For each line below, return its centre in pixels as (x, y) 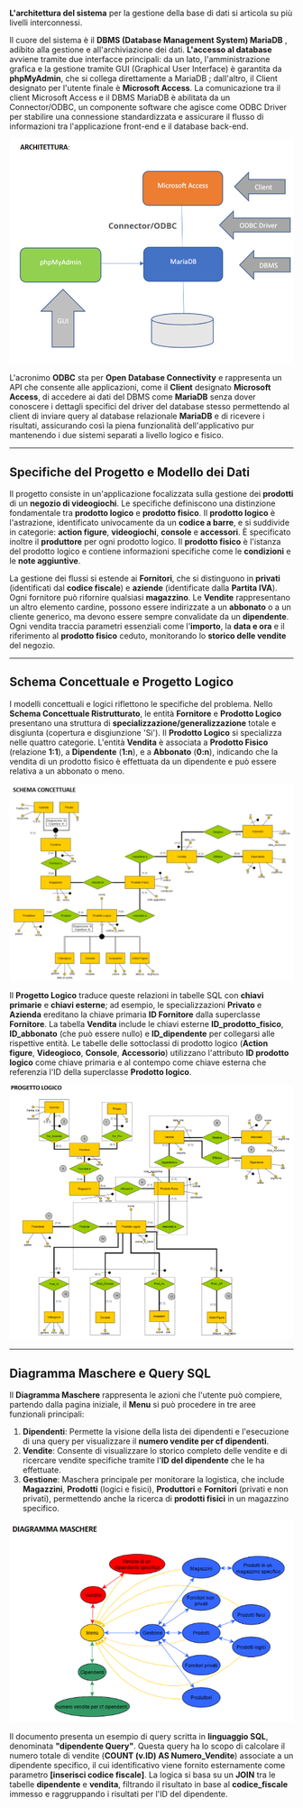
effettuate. (41, 1470)
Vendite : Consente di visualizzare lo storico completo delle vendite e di (155, 1450)
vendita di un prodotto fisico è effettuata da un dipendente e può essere (143, 761)
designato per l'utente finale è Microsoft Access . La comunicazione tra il (145, 88)
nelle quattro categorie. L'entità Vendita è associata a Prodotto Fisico (139, 742)
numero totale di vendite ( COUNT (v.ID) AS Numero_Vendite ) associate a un (151, 1755)
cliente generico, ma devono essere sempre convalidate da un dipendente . (149, 616)
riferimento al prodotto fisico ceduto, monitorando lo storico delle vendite (148, 636)
